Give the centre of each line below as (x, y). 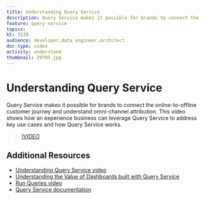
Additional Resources (48, 155)
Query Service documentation (53, 190)
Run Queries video (39, 183)
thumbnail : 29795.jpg (34, 58)
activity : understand (34, 52)
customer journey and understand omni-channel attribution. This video (96, 111)
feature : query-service (37, 23)
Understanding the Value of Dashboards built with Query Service (97, 177)
